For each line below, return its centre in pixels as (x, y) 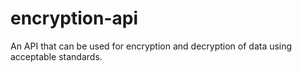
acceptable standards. (56, 56)
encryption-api (74, 18)
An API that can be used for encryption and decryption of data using (151, 46)
